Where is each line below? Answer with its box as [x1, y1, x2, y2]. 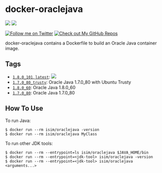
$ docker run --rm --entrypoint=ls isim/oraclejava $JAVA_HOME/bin [5, 150, 149, 155]
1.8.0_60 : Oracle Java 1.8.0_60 [12, 84, 76, 90]
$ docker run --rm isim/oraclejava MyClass [5, 131, 97, 136]
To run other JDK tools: [5, 140, 53, 146]
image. [5, 45, 19, 51]
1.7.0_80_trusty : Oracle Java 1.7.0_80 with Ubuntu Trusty [12, 79, 131, 85]
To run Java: [5, 117, 31, 123]
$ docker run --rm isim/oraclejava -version [5, 127, 99, 132]
